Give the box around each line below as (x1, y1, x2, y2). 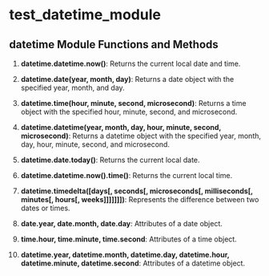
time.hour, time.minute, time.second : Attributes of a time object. (20, 234, 237, 244)
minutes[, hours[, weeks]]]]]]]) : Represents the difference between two (20, 195, 259, 204)
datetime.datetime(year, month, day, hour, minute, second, (20, 123, 222, 132)
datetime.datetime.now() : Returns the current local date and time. (20, 59, 241, 68)
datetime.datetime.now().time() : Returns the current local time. (20, 171, 233, 180)
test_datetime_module (9, 6, 161, 24)
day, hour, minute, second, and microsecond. (20, 140, 171, 149)
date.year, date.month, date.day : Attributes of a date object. (20, 219, 223, 228)
